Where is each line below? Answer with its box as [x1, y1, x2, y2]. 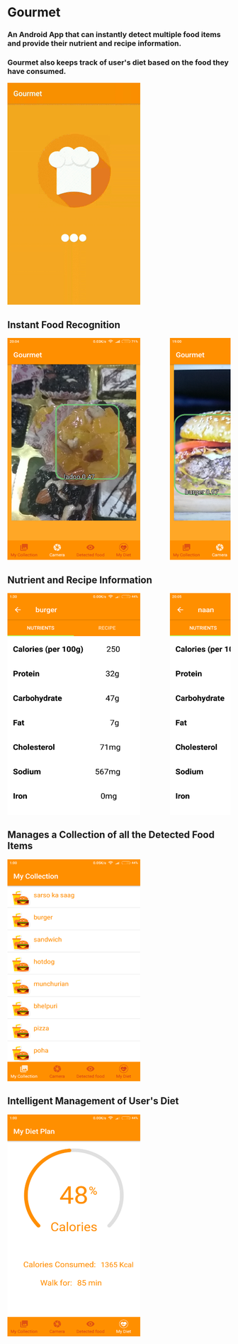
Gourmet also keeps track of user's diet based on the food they [7, 58, 229, 67]
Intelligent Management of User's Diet [7, 1095, 179, 1108]
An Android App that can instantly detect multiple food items [7, 30, 221, 40]
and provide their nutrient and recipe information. [7, 38, 182, 48]
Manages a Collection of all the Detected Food [7, 829, 215, 841]
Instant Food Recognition [7, 319, 120, 331]
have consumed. [7, 67, 67, 77]
